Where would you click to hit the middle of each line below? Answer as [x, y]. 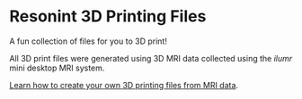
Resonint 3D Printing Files [108, 16]
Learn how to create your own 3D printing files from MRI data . [124, 85]
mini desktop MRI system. [57, 68]
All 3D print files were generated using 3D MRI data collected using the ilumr [151, 58]
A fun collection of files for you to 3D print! [89, 41]
